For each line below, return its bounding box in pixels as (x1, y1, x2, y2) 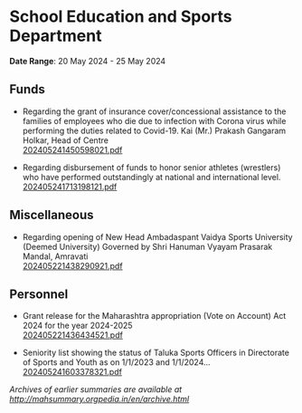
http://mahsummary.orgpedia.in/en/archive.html (9, 394, 190, 405)
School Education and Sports (9, 6, 232, 27)
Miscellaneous (9, 207, 94, 223)
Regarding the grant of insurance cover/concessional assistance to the (22, 106, 287, 117)
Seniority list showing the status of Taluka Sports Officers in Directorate (22, 347, 289, 359)
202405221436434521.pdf (22, 330, 124, 341)
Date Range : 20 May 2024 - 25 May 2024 (9, 55, 166, 66)
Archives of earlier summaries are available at (9, 384, 183, 395)
